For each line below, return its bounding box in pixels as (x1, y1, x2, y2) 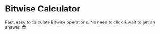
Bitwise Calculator (5, 3, 81, 14)
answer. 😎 (5, 24, 27, 30)
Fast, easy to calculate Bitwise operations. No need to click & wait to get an (5, 19, 155, 25)
